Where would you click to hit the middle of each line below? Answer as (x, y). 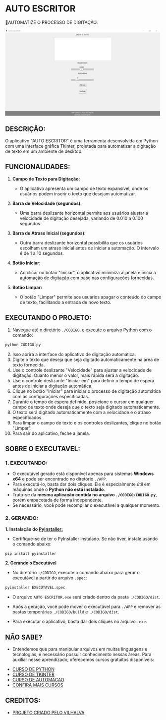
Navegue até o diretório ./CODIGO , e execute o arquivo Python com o (82, 330)
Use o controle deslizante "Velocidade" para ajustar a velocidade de (82, 370)
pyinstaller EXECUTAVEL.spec (35, 588)
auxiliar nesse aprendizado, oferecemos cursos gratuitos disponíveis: (83, 660)
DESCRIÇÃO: (25, 129)
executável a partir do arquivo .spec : (50, 578)
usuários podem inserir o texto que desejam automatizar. (78, 193)
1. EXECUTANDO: (26, 463)
